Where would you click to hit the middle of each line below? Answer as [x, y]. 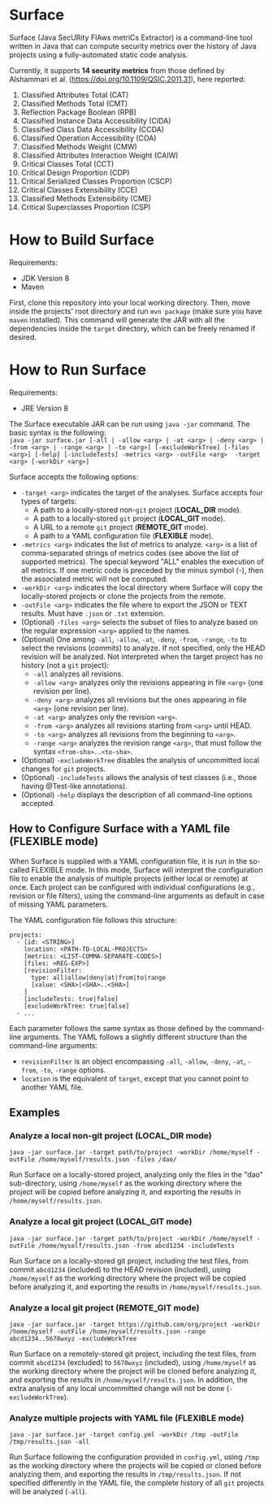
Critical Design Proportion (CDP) [75, 172]
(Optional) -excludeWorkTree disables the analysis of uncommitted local [140, 760]
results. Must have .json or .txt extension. [93, 613]
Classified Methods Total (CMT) [74, 103]
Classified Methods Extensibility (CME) [86, 198]
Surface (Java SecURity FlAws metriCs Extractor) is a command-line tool [131, 37]
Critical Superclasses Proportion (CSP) [86, 207]
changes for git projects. [63, 769]
